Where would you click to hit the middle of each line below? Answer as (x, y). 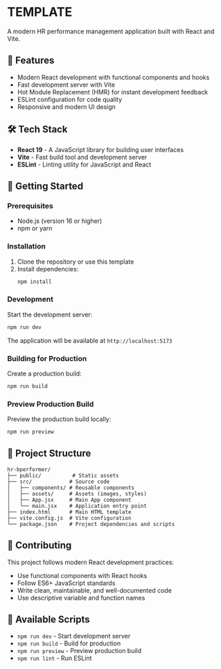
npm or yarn (35, 228)
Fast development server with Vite (66, 85)
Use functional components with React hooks (82, 575)
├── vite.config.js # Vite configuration (69, 518)
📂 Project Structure (49, 454)
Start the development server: (50, 314)
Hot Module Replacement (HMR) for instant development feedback (113, 92)
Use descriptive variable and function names (81, 598)
